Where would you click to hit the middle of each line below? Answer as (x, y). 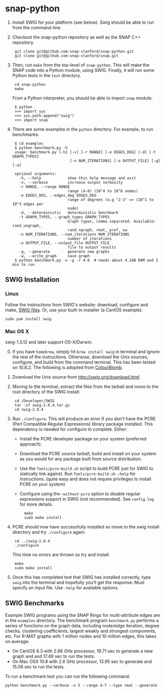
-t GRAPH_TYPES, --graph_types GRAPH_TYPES (64, 217)
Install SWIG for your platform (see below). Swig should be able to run (83, 22)
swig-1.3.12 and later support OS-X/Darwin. (49, 342)
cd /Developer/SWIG (34, 401)
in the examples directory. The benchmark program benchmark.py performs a (82, 620)
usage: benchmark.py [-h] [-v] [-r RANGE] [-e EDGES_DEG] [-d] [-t (85, 152)
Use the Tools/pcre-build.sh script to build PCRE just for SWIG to (86, 468)
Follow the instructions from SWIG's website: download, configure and (77, 304)
